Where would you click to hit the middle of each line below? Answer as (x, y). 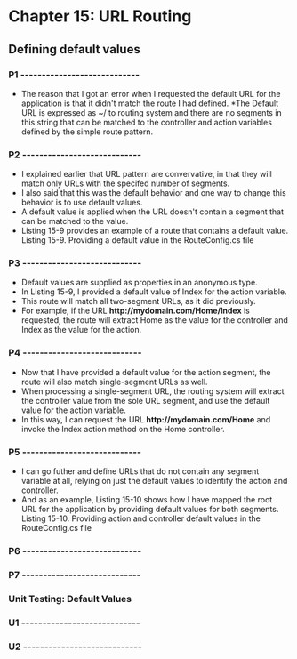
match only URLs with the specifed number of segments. (125, 183)
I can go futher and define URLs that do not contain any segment (140, 471)
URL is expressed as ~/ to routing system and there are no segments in (151, 112)
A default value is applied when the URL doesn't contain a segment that (153, 212)
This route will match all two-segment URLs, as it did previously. (139, 301)
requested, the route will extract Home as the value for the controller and (154, 320)
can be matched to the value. (75, 221)
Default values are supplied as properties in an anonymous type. (140, 283)
